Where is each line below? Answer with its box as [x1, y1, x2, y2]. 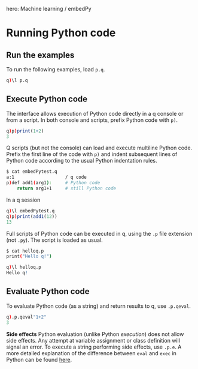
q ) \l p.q [6, 77, 28, 83]
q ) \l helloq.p [6, 264, 42, 271]
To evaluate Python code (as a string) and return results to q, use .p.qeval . [6, 302, 191, 310]
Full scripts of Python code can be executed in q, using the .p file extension [6, 230, 193, 237]
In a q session [6, 196, 41, 203]
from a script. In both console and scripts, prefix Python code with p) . [6, 116, 178, 124]
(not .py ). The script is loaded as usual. [6, 236, 103, 244]
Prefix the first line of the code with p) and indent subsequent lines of [6, 151, 178, 158]
